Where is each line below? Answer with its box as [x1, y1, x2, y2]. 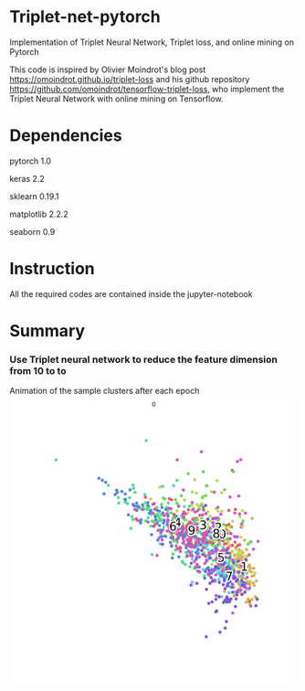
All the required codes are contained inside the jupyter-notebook [9, 288, 253, 299]
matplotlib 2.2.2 [9, 208, 68, 219]
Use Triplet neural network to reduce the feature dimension [9, 353, 279, 366]
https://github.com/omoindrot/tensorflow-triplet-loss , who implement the [9, 83, 285, 94]
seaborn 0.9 [9, 226, 56, 237]
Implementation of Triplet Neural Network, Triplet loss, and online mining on [9, 37, 295, 48]
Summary [9, 321, 85, 341]
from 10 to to [9, 364, 67, 377]
